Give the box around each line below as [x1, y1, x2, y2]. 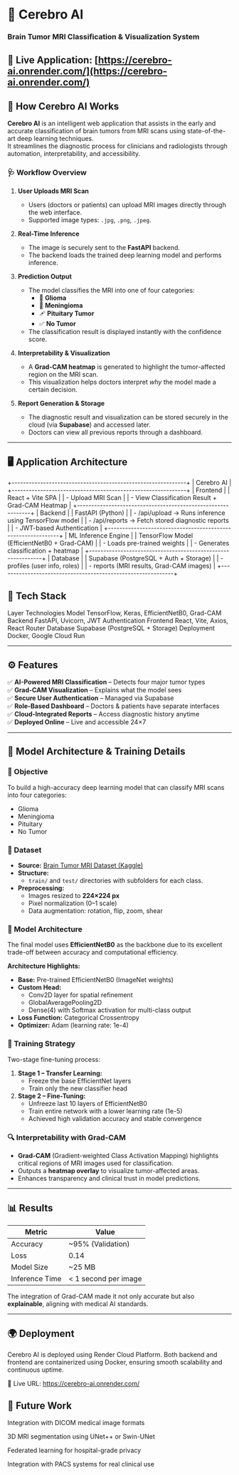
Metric [24, 1226, 48, 1236]
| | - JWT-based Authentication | [7, 523, 102, 533]
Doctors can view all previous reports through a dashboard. [28, 427, 203, 437]
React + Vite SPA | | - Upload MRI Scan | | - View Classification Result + [7, 494, 217, 502]
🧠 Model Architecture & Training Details [7, 746, 186, 758]
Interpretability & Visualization [17, 348, 110, 357]
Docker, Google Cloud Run [7, 632, 85, 640]
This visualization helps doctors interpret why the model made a [28, 377, 217, 386]
